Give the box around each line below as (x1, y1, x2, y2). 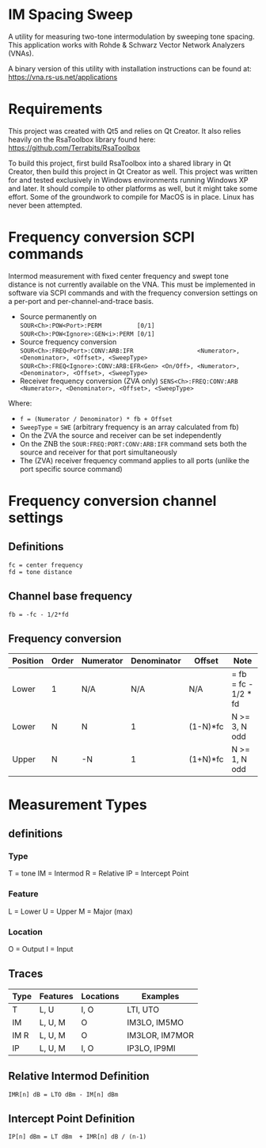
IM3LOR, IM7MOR (126, 1029, 194, 1040)
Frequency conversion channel (8, 492, 217, 510)
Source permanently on (19, 311, 97, 321)
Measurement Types (8, 796, 148, 813)
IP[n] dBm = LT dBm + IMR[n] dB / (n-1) (8, 1133, 147, 1141)
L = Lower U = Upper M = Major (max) (8, 907, 133, 916)
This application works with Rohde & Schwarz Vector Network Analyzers (8, 40, 245, 49)
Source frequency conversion (19, 336, 117, 346)
